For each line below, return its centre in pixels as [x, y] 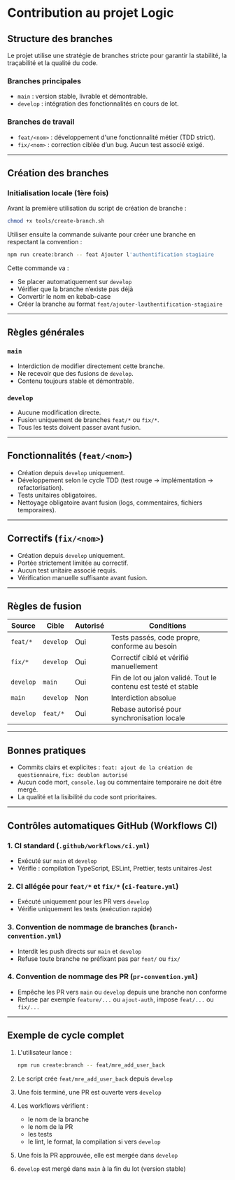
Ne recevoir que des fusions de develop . [76, 373]
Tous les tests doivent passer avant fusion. [79, 428]
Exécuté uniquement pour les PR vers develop [83, 901]
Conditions [168, 626]
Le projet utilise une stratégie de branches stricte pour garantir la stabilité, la [117, 55]
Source [23, 626]
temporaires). [37, 510]
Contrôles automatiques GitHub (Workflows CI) [113, 826]
